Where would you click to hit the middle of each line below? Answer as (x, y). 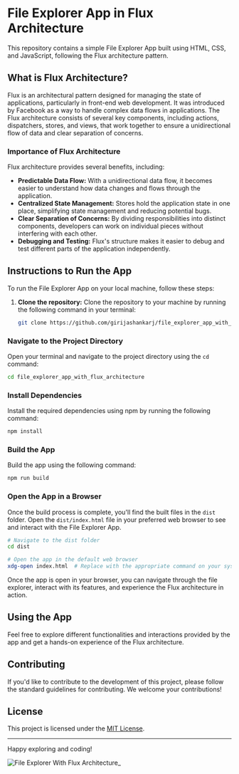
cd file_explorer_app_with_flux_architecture (76, 377)
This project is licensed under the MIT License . (76, 728)
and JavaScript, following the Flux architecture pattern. (88, 56)
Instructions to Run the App (70, 271)
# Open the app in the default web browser (73, 560)
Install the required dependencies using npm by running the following (109, 411)
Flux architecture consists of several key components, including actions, (113, 117)
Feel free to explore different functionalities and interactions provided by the (119, 634)
